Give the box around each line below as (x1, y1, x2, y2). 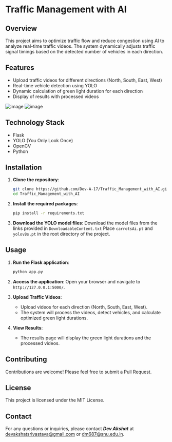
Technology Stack (5, 118, 65, 127)
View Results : (12, 324, 43, 331)
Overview (5, 24, 37, 33)
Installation (5, 163, 42, 172)
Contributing (5, 355, 47, 364)
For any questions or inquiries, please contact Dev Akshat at (5, 426, 134, 432)
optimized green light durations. (20, 315, 88, 321)
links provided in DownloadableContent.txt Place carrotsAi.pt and (12, 225, 153, 232)
